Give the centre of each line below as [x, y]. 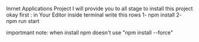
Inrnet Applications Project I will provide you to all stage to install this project [99, 9]
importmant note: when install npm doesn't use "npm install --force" [90, 33]
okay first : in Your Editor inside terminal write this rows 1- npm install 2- [94, 15]
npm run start [23, 21]
